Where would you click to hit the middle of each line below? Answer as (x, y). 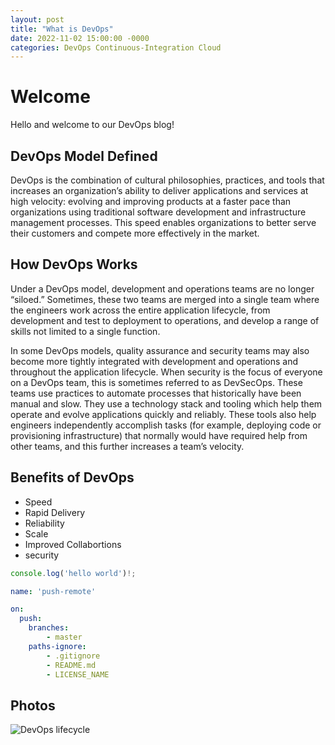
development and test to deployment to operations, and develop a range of (165, 320)
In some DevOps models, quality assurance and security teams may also (160, 350)
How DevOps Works (74, 264)
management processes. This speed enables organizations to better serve (163, 222)
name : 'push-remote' (53, 591)
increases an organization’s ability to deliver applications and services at (159, 190)
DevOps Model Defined (84, 156)
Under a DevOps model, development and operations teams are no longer (162, 288)
